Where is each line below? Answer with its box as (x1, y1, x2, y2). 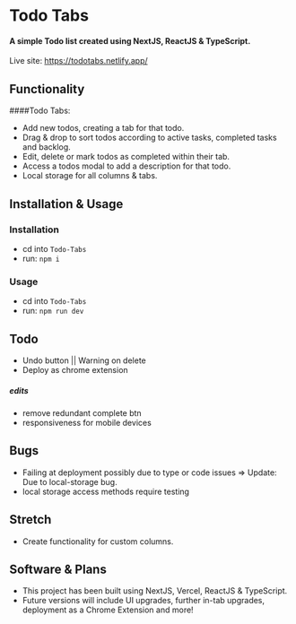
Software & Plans (9, 561, 108, 576)
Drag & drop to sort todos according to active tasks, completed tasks (22, 132, 277, 143)
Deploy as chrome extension (22, 365, 128, 375)
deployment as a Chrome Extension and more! (22, 604, 195, 615)
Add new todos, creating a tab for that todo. (22, 123, 185, 134)
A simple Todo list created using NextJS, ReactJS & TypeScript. (9, 35, 251, 46)
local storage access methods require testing (22, 486, 190, 497)
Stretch (9, 512, 52, 527)
